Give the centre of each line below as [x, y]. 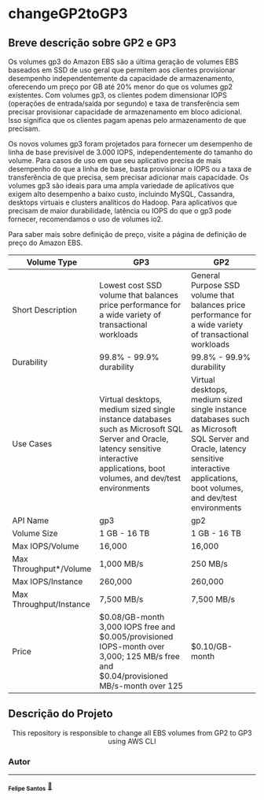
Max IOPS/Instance [48, 581]
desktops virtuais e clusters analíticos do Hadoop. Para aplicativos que [123, 202]
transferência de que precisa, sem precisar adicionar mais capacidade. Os [128, 177]
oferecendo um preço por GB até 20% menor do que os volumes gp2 [121, 87]
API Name [31, 520]
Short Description [44, 310]
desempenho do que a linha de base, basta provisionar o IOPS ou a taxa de [130, 169]
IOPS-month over [132, 646]
